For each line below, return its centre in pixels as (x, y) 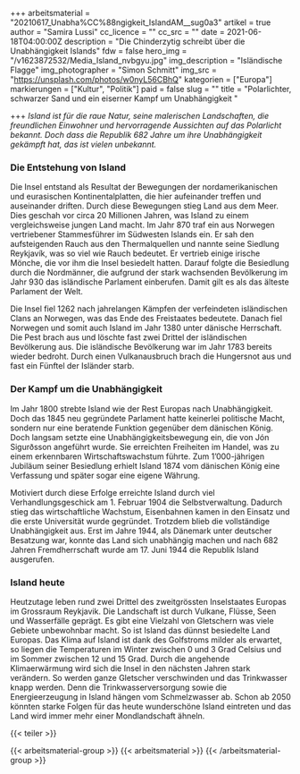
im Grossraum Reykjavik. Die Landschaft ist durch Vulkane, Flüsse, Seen (143, 611)
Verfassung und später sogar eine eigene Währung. (105, 475)
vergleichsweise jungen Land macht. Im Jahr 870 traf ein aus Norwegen (142, 225)
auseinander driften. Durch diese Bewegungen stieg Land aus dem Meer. (145, 206)
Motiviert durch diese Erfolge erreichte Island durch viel (112, 492)
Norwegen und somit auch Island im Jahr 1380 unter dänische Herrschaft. (146, 328)
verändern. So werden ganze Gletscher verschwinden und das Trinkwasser (149, 677)
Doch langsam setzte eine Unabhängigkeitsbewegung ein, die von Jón (140, 437)
